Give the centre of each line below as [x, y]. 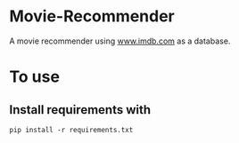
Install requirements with [80, 110]
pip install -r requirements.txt [71, 130]
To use [35, 77]
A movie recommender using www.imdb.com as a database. [120, 41]
